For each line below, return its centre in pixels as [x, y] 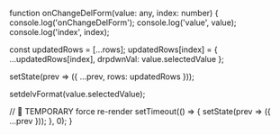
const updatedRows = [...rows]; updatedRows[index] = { [113, 49]
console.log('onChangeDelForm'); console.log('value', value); [123, 22]
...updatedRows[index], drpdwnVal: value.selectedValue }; [117, 59]
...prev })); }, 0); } [41, 121]
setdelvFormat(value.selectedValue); [77, 94]
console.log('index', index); [59, 32]
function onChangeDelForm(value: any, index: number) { [114, 13]
